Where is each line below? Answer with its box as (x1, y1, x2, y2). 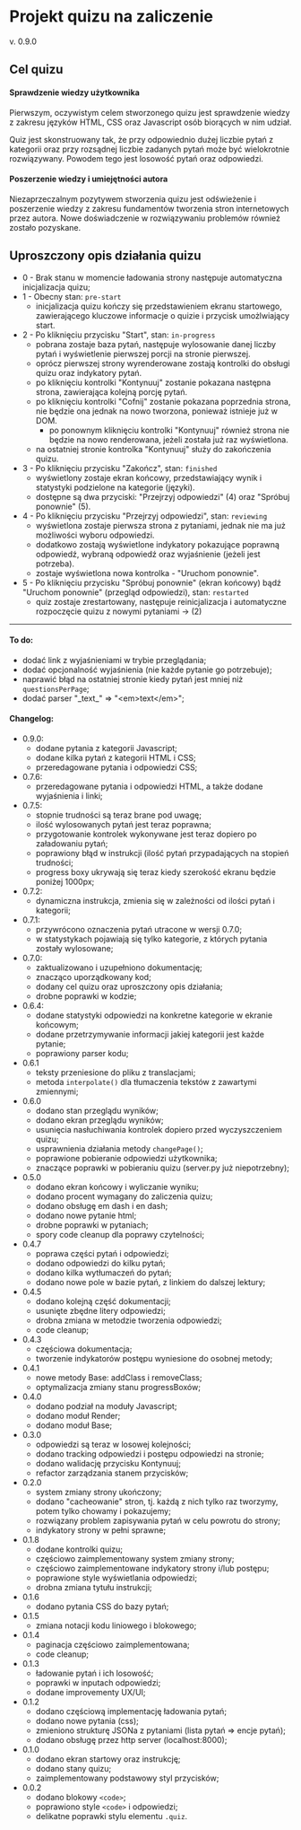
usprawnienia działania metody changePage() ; (35, 1143, 203, 1154)
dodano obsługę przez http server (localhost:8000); (35, 1734, 228, 1745)
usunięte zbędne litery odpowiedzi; (35, 1305, 166, 1316)
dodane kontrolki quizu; (35, 1544, 124, 1554)
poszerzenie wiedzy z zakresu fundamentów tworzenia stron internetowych (9, 203, 289, 214)
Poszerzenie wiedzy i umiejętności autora (9, 173, 168, 185)
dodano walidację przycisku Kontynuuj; (35, 1458, 182, 1468)
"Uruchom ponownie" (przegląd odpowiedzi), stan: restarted (21, 586, 249, 598)
